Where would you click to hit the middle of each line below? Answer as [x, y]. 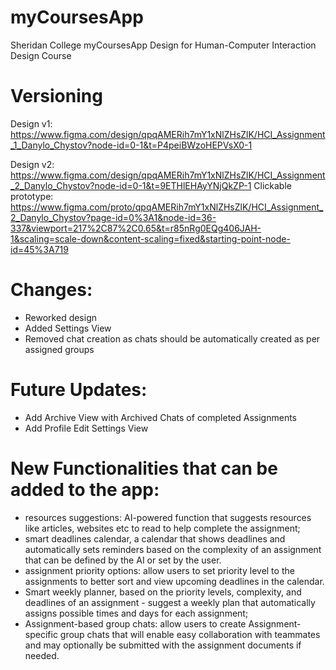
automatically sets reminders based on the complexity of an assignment [173, 549]
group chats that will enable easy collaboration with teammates [190, 634]
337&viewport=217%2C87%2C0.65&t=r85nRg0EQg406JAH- [136, 228]
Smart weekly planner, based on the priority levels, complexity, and [163, 592]
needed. [42, 655]
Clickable [272, 185]
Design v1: [31, 123]
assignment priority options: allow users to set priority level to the [159, 570]
